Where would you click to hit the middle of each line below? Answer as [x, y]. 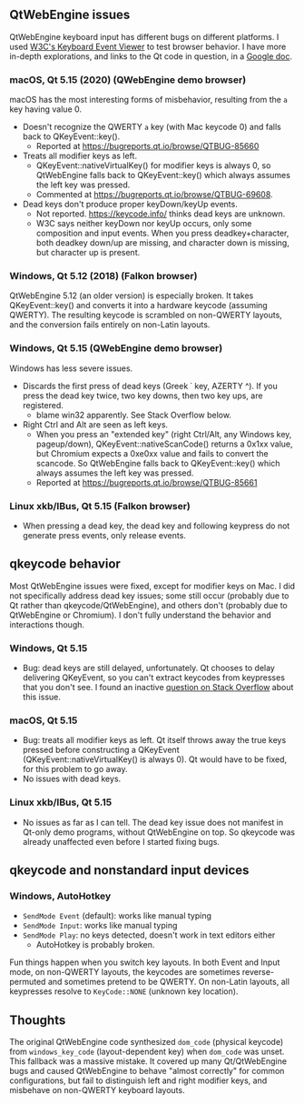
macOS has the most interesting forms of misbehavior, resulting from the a [149, 100]
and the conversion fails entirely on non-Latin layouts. [110, 325]
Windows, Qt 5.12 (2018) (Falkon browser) [103, 276]
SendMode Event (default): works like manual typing [117, 916]
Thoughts [38, 1020]
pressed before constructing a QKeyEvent [101, 750]
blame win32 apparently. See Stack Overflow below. [133, 415]
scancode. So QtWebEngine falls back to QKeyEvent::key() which [158, 463]
